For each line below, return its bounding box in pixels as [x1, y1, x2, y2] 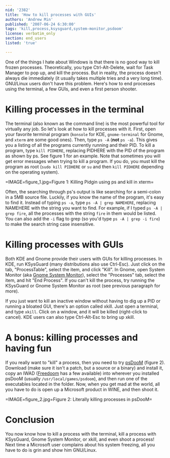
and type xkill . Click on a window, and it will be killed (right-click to [5, 308, 148, 315]
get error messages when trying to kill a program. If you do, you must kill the [5, 158, 165, 164]
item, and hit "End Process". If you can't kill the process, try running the [5, 277, 155, 283]
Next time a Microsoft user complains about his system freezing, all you [5, 441, 155, 447]
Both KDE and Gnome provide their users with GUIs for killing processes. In [5, 255, 162, 261]
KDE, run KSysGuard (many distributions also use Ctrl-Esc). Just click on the [5, 261, 165, 267]
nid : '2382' [5, 7, 30, 13]
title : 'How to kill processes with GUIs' [5, 12, 96, 17]
